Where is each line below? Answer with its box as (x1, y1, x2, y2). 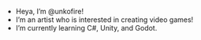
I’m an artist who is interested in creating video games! (15, 15, 194, 24)
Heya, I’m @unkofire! (15, 7, 84, 16)
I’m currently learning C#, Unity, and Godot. (15, 24, 158, 32)
